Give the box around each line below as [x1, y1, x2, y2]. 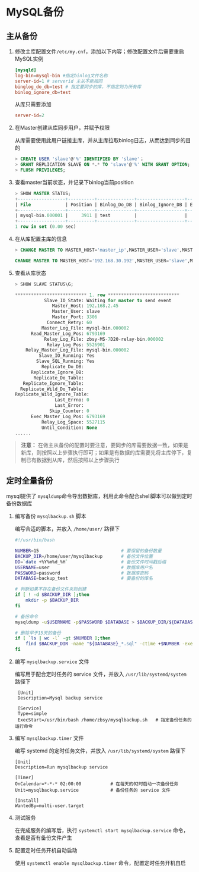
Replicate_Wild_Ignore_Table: [14, 391, 90, 397]
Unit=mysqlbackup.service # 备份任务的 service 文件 [14, 788, 171, 793]
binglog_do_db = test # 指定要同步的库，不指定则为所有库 [14, 84, 142, 90]
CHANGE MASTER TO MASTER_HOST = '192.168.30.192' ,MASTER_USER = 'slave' [14, 258, 188, 264]
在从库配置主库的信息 [14, 236, 67, 242]
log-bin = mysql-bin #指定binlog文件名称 [14, 73, 108, 79]
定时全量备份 [6, 475, 53, 485]
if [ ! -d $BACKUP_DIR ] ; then [14, 592, 90, 598]
